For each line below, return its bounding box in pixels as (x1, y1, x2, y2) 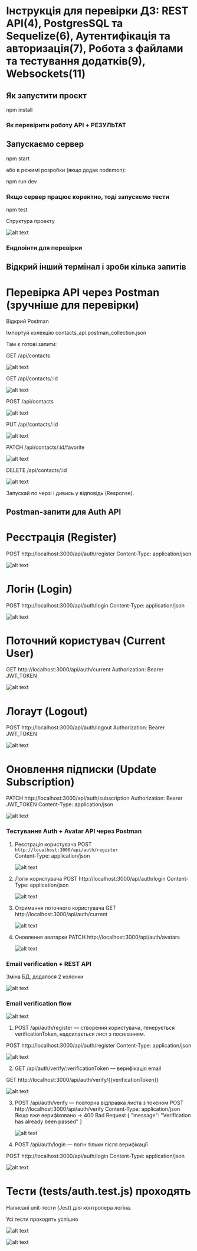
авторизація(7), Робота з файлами (6, 42, 184, 56)
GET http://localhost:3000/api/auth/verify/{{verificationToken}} (6, 1077, 159, 1084)
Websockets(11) (6, 67, 86, 80)
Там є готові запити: (6, 341, 57, 348)
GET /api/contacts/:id (6, 375, 58, 382)
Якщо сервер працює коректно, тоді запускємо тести (6, 192, 170, 201)
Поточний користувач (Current (6, 634, 166, 647)
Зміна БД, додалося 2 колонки (6, 973, 84, 980)
